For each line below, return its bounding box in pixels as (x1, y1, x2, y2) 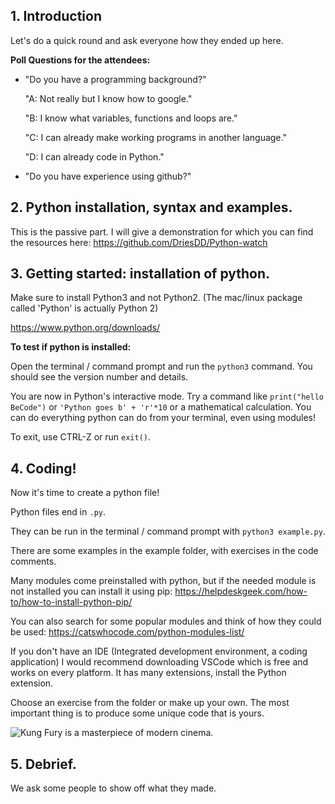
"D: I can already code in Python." (24, 150, 165, 163)
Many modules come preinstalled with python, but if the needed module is (10, 575, 317, 587)
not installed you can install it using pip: (10, 585, 173, 598)
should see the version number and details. (10, 371, 189, 383)
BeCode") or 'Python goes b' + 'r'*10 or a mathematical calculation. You (10, 401, 312, 413)
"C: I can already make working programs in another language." (24, 131, 287, 143)
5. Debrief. (10, 755, 77, 773)
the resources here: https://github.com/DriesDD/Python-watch (10, 236, 268, 248)
